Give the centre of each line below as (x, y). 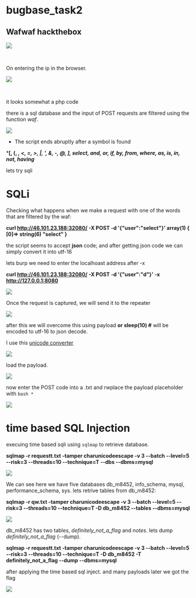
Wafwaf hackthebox (44, 32)
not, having (20, 159)
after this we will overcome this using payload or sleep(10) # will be (87, 325)
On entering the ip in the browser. (47, 68)
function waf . (22, 119)
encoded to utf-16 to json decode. (47, 331)
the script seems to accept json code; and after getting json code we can (94, 245)
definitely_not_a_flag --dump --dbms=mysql (61, 560)
